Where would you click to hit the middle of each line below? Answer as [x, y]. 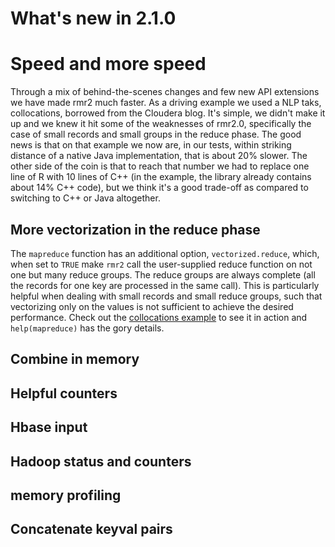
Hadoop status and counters [101, 461]
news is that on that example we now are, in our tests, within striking [151, 145]
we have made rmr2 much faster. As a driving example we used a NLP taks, [166, 103]
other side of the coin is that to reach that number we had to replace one [160, 166]
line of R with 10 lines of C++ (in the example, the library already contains [161, 177]
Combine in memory [75, 359]
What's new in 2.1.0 [93, 18]
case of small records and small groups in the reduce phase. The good [156, 134]
